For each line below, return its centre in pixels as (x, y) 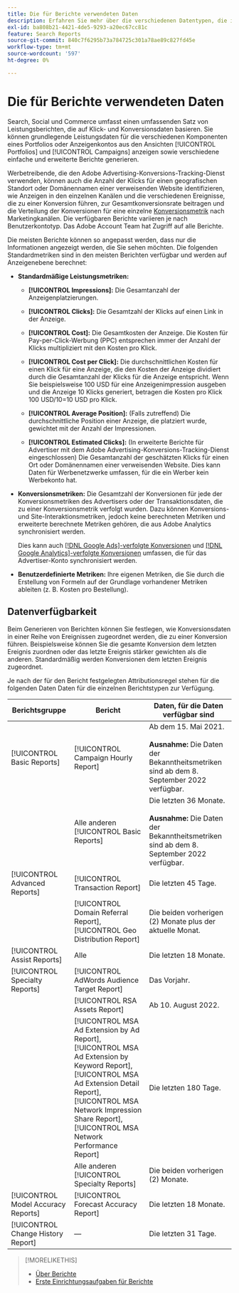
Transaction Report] (107, 887)
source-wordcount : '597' (44, 54)
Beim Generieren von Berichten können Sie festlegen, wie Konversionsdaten (119, 629)
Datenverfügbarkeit (52, 612)
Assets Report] (99, 1009)
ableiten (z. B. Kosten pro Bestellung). (73, 589)
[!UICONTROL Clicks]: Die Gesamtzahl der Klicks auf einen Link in (126, 311)
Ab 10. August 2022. (184, 1005)
